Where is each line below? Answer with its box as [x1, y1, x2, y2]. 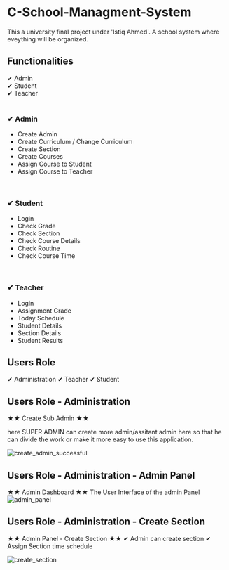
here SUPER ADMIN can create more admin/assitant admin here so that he [7, 428, 222, 436]
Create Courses [17, 153, 63, 161]
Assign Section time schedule [7, 542, 93, 550]
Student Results [17, 336, 64, 344]
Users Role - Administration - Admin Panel [7, 469, 195, 481]
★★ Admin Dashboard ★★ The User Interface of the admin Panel [7, 488, 200, 496]
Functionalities [7, 56, 74, 67]
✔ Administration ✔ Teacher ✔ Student [7, 375, 120, 384]
